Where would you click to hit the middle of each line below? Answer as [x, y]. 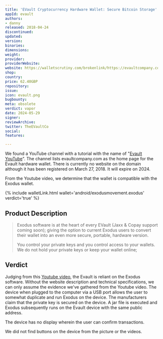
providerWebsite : [23, 63]
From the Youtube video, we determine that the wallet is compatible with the [81, 178]
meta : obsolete [20, 104]
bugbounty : [16, 100]
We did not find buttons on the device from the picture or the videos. [73, 331]
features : [15, 136]
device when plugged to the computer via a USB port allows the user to [76, 292]
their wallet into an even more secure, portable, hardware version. [83, 235]
